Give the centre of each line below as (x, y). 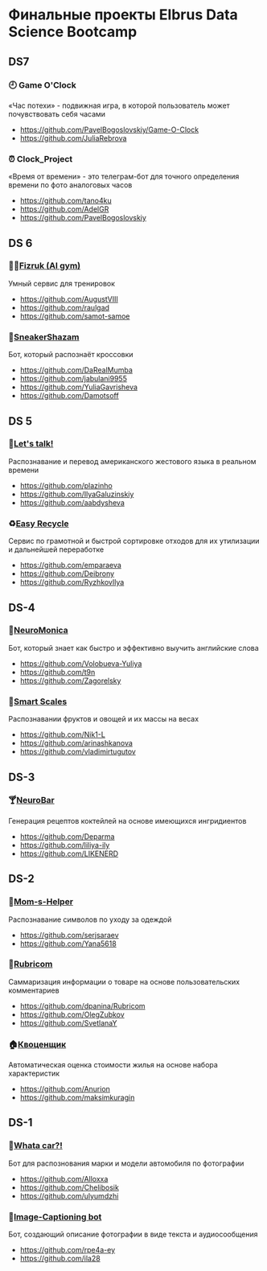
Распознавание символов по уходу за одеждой (90, 919)
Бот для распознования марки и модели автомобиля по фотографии (126, 1163)
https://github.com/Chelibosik (69, 1187)
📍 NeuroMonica (38, 631)
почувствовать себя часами (57, 113)
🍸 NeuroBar (31, 800)
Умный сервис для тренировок (62, 283)
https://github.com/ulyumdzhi (69, 1195)
